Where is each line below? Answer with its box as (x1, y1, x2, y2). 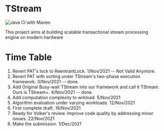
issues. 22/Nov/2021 (12, 115, 55, 122)
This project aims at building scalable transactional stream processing (5, 29, 149, 35)
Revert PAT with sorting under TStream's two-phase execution (12, 73, 141, 79)
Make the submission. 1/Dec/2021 (12, 121, 82, 127)
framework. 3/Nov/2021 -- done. (12, 78, 80, 84)
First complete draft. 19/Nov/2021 (12, 105, 81, 111)
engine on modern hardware (5, 34, 64, 40)
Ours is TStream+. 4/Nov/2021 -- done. (12, 89, 93, 95)
